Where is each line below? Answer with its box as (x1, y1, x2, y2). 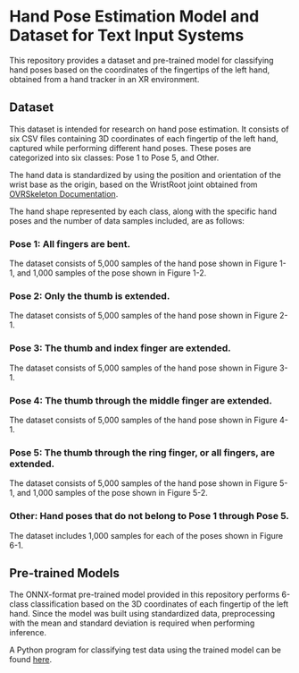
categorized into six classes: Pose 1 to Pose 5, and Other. (9, 152, 220, 163)
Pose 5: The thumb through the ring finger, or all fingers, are (9, 446, 275, 458)
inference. (9, 627, 47, 638)
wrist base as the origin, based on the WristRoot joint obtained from (9, 179, 258, 190)
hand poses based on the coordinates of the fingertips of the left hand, (9, 64, 270, 75)
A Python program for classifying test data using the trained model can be (9, 644, 281, 655)
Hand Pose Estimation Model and (9, 6, 260, 27)
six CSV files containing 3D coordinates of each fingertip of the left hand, (9, 132, 278, 144)
